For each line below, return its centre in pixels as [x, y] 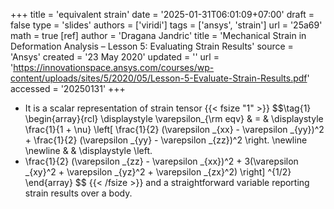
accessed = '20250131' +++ [68, 88]
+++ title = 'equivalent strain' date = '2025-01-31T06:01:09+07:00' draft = [162, 14]
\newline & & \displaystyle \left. [88, 150]
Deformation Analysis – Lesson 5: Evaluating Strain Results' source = [152, 46]
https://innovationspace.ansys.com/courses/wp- [114, 67]
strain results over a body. [78, 193]
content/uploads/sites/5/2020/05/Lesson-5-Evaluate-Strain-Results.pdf [159, 78]
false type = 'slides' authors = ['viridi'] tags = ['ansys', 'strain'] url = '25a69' [166, 25]
